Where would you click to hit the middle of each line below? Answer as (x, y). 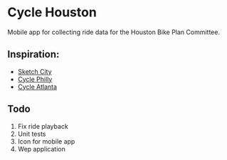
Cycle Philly (35, 79)
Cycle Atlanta (37, 87)
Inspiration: (33, 54)
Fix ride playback (43, 126)
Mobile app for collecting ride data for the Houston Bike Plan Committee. (114, 32)
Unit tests (32, 134)
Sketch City (35, 71)
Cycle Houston (52, 12)
